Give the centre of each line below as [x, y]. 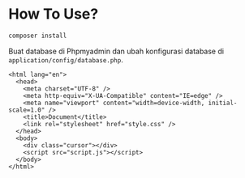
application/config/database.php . [66, 59]
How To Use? [54, 14]
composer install [38, 36]
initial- [223, 103]
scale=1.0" [27, 110]
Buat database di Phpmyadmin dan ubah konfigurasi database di [116, 51]
